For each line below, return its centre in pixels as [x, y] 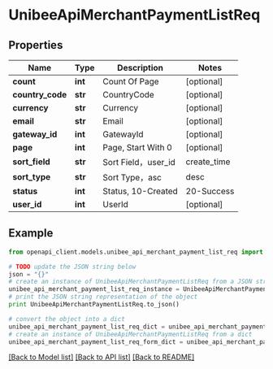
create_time [208, 162]
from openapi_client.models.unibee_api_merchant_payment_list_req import [136, 252]
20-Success [210, 191]
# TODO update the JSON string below [72, 267]
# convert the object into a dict [67, 319]
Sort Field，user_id [139, 162]
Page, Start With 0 [137, 148]
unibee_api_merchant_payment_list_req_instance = [94, 289]
